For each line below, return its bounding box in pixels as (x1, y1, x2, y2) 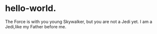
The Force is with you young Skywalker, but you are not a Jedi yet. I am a (5, 19, 153, 24)
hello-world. (5, 3, 56, 14)
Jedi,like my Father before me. (5, 23, 67, 29)
